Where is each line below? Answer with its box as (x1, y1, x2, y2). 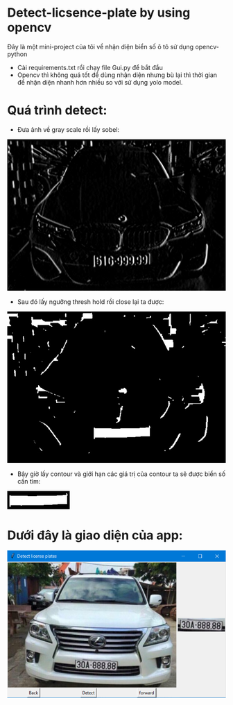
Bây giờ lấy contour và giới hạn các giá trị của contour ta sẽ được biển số (17, 470, 226, 478)
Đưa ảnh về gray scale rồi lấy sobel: (17, 125, 120, 133)
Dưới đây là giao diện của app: (7, 527, 183, 543)
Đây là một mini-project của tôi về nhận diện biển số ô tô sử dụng (7, 42, 194, 51)
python (7, 50, 28, 58)
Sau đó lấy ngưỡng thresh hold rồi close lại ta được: (17, 298, 164, 306)
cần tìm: (17, 477, 41, 486)
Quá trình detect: (7, 103, 107, 119)
